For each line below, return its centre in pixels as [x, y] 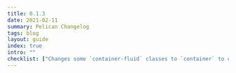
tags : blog [23, 33]
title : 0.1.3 [26, 14]
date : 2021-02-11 [33, 20]
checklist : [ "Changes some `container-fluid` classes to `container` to [116, 59]
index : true [25, 46]
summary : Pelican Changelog [48, 26]
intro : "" [22, 53]
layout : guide [28, 40]
